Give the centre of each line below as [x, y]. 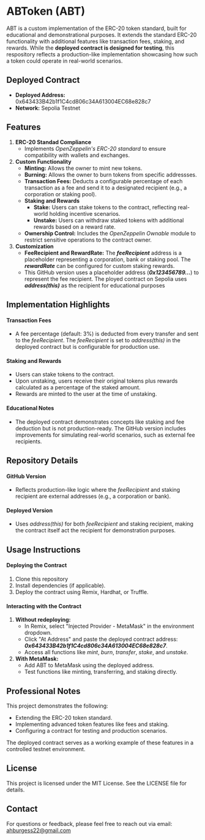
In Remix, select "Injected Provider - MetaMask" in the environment [109, 626]
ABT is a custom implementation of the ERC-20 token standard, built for [96, 28]
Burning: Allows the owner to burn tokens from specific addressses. [110, 174]
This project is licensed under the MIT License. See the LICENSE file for [97, 783]
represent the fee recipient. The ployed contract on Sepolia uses [106, 279]
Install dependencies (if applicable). [60, 585]
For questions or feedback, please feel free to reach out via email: [89, 823]
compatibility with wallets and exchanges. [77, 155]
